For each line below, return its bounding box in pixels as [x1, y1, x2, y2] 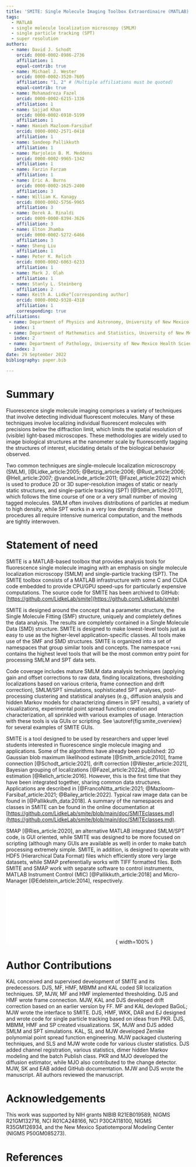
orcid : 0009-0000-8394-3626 [16, 216, 85, 221]
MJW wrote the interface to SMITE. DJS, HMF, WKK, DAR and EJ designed [6, 1009, 185, 1016]
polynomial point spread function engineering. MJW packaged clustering [6, 1034, 182, 1041]
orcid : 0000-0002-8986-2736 [16, 52, 85, 58]
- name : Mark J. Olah [11, 270, 64, 276]
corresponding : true [16, 308, 66, 314]
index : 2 [13, 335, 35, 342]
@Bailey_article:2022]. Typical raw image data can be [58, 791, 188, 798]
